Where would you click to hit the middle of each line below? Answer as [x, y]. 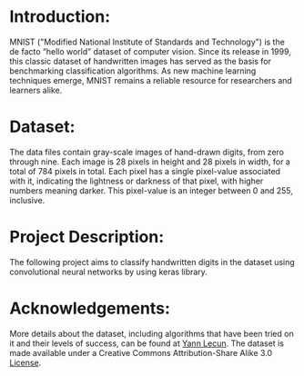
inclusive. [27, 200]
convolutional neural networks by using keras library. [108, 272]
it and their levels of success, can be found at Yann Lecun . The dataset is [147, 343]
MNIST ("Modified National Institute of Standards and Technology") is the [147, 42]
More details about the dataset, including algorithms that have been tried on [152, 333]
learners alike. [36, 90]
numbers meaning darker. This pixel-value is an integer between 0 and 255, [152, 190]
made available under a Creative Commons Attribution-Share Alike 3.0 [141, 352]
